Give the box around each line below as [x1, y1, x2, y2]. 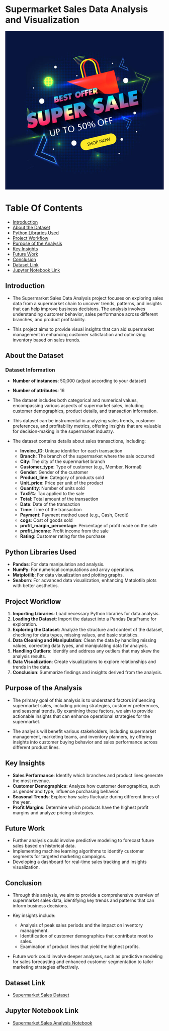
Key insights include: [12, 912, 56, 918]
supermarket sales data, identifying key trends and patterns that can [12, 897, 155, 903]
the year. [12, 799, 31, 805]
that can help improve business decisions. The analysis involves [12, 306, 146, 312]
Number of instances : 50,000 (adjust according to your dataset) [12, 378, 147, 384]
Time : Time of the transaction [20, 507, 82, 513]
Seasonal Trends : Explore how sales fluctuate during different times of [12, 793, 160, 800]
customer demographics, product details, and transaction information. [12, 408, 158, 414]
